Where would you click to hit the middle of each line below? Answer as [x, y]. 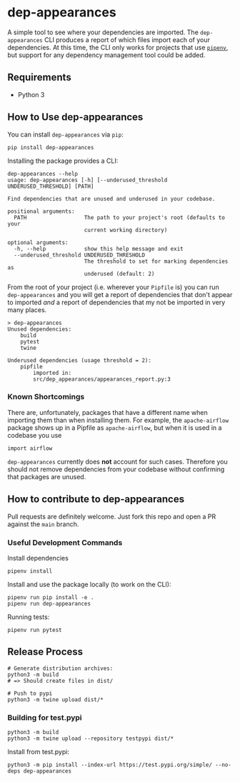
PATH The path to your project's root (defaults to [119, 217]
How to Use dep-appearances [75, 117]
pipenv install [30, 571]
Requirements [39, 77]
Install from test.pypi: [39, 752]
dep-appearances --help [43, 174]
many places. [27, 310]
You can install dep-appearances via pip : [65, 134]
